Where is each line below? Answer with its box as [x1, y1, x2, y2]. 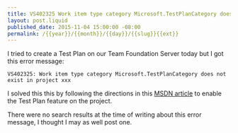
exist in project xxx [7, 77, 72, 84]
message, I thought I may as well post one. [7, 118, 132, 127]
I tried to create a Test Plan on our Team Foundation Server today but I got [7, 50, 225, 58]
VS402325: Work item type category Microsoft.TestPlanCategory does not [7, 71, 227, 78]
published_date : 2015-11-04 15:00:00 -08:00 [7, 23, 141, 30]
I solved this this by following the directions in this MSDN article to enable [7, 89, 222, 98]
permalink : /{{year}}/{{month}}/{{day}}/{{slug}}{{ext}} [7, 30, 179, 37]
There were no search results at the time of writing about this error [7, 110, 202, 119]
